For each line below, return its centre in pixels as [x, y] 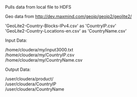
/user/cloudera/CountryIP [31, 84]
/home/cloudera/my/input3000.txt [39, 50]
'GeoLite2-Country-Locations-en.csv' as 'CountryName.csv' [66, 31]
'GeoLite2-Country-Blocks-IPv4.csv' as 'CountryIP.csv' [61, 26]
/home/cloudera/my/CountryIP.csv [40, 55]
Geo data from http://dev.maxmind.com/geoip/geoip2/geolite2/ [68, 16]
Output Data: [18, 69]
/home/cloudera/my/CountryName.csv [44, 60]
